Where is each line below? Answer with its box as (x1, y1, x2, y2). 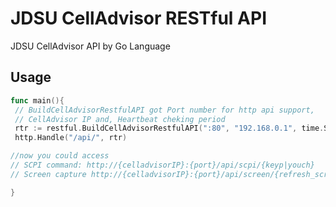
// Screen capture (10, 169, 87, 179)
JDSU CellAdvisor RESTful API (10, 7, 267, 30)
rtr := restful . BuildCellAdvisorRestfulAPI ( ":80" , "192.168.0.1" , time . (14, 123, 325, 134)
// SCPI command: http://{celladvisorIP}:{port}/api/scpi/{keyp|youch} (10, 160, 315, 170)
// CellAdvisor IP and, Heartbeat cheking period (14, 114, 226, 124)
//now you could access (10, 151, 110, 161)
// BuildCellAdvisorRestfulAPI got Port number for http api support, (14, 105, 315, 115)
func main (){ (10, 95, 65, 106)
